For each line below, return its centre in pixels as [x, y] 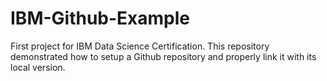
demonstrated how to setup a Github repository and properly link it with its [163, 56]
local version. [38, 67]
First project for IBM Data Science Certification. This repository [140, 46]
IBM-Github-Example [100, 18]
